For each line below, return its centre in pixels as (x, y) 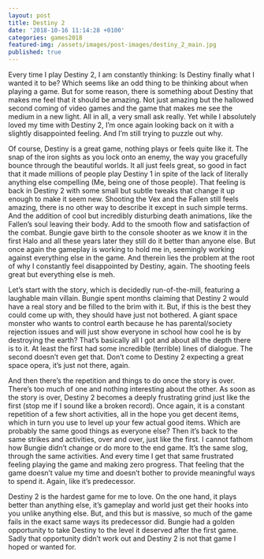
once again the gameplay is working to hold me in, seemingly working (121, 249)
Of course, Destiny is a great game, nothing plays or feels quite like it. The (128, 148)
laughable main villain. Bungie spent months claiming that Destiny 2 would (128, 298)
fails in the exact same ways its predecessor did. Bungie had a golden (121, 521)
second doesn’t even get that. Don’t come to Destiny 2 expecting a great (126, 357)
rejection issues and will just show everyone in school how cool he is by (125, 332)
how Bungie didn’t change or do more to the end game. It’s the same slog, (128, 448)
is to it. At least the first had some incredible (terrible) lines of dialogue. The (131, 349)
